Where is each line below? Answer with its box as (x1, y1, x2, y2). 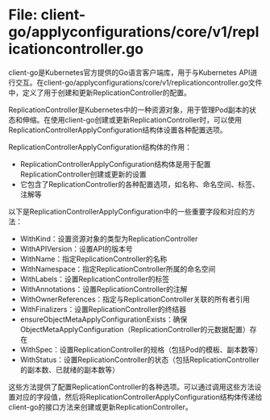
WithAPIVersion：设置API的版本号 (19, 243, 133, 253)
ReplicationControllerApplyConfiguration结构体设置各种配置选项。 (8, 125, 227, 135)
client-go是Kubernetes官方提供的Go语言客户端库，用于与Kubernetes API (8, 67, 251, 77)
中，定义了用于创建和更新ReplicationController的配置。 (8, 87, 192, 98)
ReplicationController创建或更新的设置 (19, 169, 147, 179)
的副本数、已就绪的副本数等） (19, 364, 119, 374)
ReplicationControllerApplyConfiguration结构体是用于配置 (19, 159, 211, 168)
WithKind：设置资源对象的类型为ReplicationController (19, 234, 198, 243)
